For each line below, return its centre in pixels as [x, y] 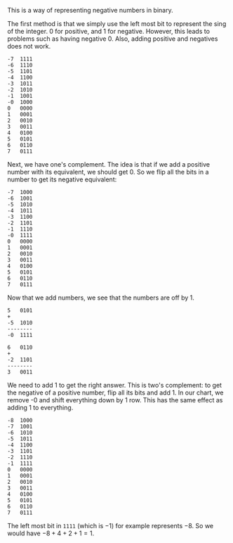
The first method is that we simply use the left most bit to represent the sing [117, 24]
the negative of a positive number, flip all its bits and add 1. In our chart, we [115, 392]
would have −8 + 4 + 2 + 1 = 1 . [51, 533]
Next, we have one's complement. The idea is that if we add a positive [109, 164]
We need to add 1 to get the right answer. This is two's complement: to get [115, 385]
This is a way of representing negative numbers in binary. [90, 10]
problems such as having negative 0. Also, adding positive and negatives [113, 39]
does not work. [29, 46]
